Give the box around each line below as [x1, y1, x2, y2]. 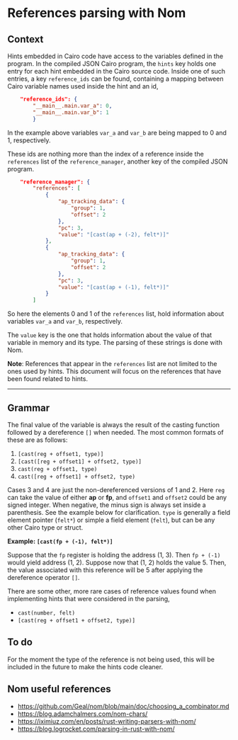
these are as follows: [7, 436, 68, 444]
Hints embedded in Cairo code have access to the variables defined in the [7, 52, 224, 60]
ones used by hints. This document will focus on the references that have [7, 367, 222, 376]
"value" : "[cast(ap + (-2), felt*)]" [57, 231, 170, 238]
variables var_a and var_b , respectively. [7, 317, 123, 326]
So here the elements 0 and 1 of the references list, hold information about [7, 309, 225, 318]
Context [7, 33, 44, 45]
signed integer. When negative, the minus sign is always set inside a [7, 501, 207, 509]
